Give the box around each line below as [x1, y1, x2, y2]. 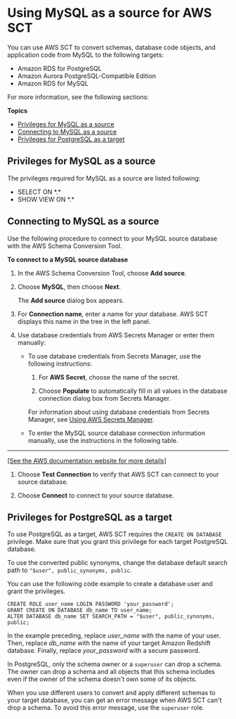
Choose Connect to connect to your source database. [17, 491, 174, 500]
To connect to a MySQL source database [7, 255, 129, 264]
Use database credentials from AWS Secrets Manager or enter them [17, 330, 215, 339]
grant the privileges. [7, 587, 65, 595]
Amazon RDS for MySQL [17, 79, 89, 87]
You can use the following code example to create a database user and [7, 580, 213, 588]
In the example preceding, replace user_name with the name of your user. [7, 631, 221, 640]
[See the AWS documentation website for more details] [7, 456, 166, 465]
